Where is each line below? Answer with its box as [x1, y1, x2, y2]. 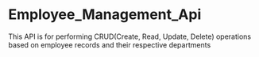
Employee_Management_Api [8, 6, 202, 24]
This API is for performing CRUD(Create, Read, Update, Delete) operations [8, 32, 252, 41]
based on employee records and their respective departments [8, 40, 211, 49]
